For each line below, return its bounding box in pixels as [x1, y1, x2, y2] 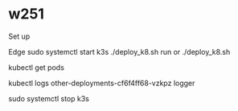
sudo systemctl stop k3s [8, 93, 90, 103]
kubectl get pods [8, 62, 64, 72]
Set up [8, 31, 31, 41]
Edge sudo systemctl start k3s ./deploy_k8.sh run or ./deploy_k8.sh [8, 47, 231, 56]
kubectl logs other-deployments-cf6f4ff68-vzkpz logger [8, 78, 195, 88]
